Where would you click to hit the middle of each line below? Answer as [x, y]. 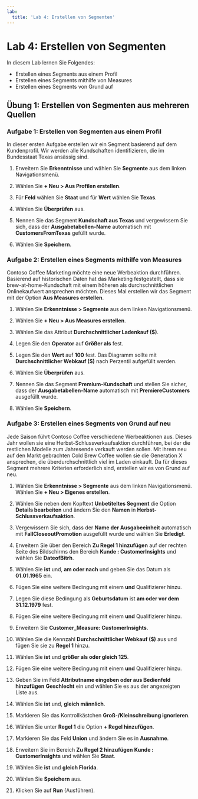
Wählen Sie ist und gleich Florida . [57, 767]
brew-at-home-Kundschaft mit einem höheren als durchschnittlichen [90, 285]
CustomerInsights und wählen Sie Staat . [65, 756]
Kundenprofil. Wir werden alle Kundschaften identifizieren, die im [85, 151]
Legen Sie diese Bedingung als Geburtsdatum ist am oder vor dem [97, 599]
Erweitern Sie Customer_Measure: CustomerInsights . [82, 627]
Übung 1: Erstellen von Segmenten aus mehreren [98, 105]
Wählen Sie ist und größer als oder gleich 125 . [72, 656]
